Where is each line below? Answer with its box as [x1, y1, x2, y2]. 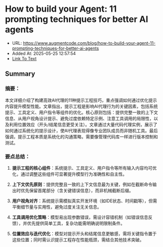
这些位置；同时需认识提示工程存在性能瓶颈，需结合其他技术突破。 [12, 237, 144, 243]
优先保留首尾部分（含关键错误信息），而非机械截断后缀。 [20, 187, 133, 193]
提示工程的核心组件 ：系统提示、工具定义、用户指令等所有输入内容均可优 [12, 165, 157, 171]
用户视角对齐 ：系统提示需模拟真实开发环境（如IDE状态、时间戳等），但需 [12, 198, 158, 204]
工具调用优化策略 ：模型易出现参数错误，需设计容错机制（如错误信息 [12, 214, 148, 220]
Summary [5, 70, 35, 78]
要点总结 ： [5, 153, 30, 160]
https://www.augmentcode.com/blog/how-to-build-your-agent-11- [23, 40, 156, 46]
